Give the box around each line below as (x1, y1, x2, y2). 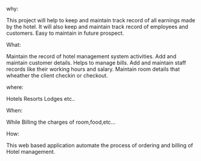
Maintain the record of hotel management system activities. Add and (6, 53, 177, 59)
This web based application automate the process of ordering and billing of (6, 142, 193, 149)
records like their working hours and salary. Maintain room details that (6, 65, 180, 73)
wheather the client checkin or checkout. (6, 72, 109, 79)
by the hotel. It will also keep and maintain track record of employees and (6, 23, 188, 30)
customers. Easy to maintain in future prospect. (6, 29, 124, 37)
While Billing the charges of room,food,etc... (6, 118, 116, 126)
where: (6, 84, 24, 91)
